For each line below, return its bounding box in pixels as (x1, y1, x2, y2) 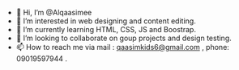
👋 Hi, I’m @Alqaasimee (15, 8, 92, 17)
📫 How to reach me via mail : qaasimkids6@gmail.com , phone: (15, 43, 229, 51)
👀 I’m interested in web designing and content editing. (15, 16, 196, 26)
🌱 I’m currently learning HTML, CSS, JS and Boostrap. (15, 25, 197, 34)
